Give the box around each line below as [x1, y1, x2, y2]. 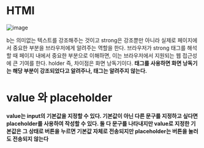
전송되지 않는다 [12, 135, 49, 142]
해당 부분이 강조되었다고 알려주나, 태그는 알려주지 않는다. [12, 67, 148, 74]
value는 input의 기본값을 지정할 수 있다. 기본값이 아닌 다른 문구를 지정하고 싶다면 [6, 112, 198, 119]
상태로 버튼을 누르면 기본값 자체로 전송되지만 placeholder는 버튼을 [28, 127, 187, 135]
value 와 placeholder [6, 91, 113, 105]
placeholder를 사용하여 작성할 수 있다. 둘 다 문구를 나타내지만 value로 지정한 [6, 120, 190, 127]
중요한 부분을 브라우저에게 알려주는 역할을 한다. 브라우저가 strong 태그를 [12, 44, 186, 51]
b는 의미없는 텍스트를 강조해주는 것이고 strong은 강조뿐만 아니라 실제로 [6, 36, 176, 43]
